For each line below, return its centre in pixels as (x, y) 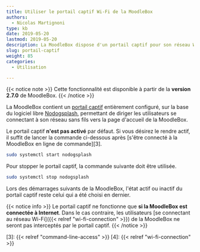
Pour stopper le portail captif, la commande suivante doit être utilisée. (91, 166)
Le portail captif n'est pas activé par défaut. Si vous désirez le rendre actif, (98, 131)
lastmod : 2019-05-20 (32, 39)
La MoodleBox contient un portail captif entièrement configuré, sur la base (97, 107)
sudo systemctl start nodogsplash (49, 155)
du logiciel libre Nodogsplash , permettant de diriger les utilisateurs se (91, 113)
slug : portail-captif (33, 51)
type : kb (17, 28)
